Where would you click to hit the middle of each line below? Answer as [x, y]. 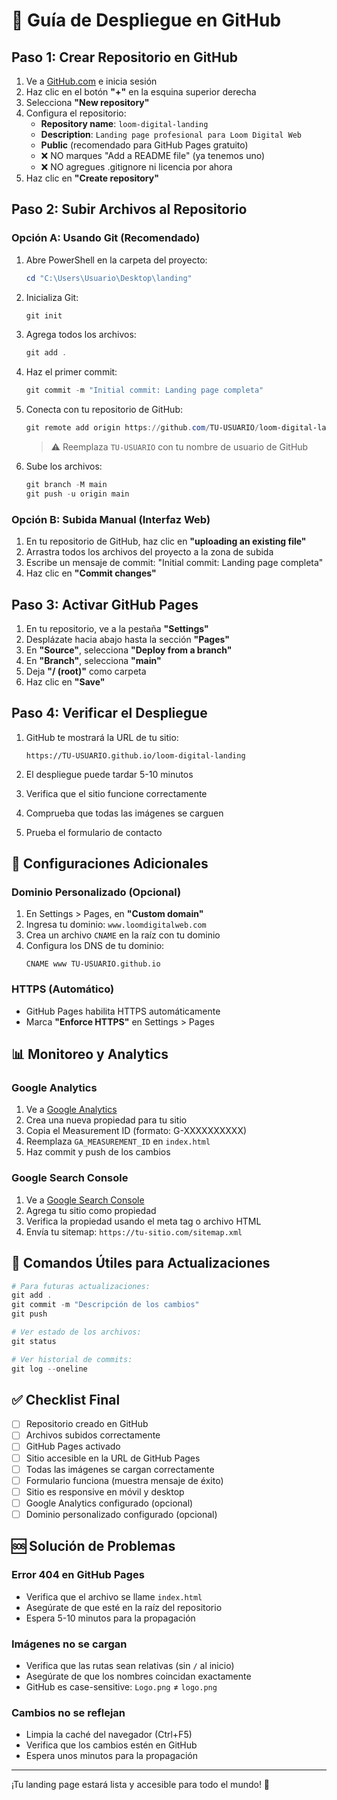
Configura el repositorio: [76, 113]
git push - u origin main [77, 494]
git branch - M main [66, 485]
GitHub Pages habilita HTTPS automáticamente [123, 1011]
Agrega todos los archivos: [81, 335]
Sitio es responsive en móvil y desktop [105, 1491]
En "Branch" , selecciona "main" [93, 660]
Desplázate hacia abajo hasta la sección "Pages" [127, 639]
